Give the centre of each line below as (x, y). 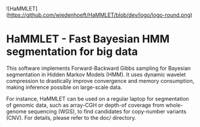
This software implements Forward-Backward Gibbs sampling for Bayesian (99, 68)
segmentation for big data (72, 52)
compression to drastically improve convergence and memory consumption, (100, 80)
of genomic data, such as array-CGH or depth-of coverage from (85, 105)
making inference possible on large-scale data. (64, 87)
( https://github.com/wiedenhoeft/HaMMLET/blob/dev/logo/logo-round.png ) (99, 15)
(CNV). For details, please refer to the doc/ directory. (71, 117)
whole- (174, 105)
